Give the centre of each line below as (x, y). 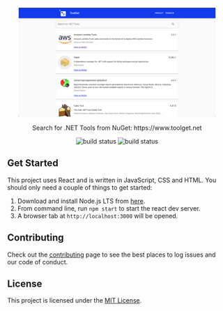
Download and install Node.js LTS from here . (81, 201)
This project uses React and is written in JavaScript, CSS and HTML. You (112, 180)
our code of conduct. (38, 261)
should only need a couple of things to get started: (80, 187)
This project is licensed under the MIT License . (75, 301)
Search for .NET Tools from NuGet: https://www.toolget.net (117, 128)
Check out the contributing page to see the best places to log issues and (111, 255)
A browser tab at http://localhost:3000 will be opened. (98, 215)
